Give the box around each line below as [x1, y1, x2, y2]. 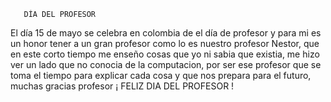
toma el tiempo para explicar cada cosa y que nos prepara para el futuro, [10, 70, 312, 81]
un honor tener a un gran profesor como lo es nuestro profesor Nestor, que [10, 38, 320, 49]
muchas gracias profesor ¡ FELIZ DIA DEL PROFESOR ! [10, 80, 235, 92]
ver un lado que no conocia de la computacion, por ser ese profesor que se [10, 59, 322, 70]
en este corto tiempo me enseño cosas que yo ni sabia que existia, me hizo [10, 48, 320, 60]
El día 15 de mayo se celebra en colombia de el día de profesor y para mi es [10, 27, 322, 39]
